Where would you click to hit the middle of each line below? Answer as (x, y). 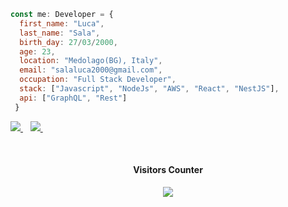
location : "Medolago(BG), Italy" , (91, 61)
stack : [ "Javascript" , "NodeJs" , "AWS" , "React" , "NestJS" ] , (149, 89)
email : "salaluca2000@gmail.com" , (91, 70)
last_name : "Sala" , (60, 33)
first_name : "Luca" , (62, 23)
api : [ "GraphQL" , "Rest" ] (73, 98)
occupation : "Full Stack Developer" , (98, 80)
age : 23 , (37, 51)
